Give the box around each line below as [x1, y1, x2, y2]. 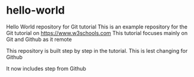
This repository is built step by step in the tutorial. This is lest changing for [6, 47, 188, 54]
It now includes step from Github [6, 65, 86, 72]
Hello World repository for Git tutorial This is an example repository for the [6, 23, 188, 30]
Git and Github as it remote [6, 36, 73, 43]
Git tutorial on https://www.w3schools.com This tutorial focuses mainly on [6, 29, 188, 36]
